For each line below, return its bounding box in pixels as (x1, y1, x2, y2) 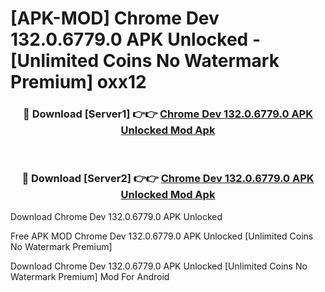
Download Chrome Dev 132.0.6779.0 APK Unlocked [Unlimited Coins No (10, 260, 308, 272)
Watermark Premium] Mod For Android (10, 270, 170, 282)
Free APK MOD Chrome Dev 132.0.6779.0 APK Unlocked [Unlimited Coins (10, 230, 314, 242)
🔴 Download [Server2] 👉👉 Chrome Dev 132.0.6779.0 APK (21, 172, 315, 186)
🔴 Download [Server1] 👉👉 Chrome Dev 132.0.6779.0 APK (23, 107, 313, 121)
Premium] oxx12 (10, 71, 147, 94)
